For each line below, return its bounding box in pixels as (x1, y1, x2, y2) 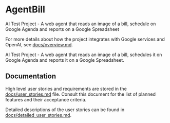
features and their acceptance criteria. (5, 96, 87, 102)
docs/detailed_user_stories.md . (5, 112, 72, 118)
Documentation (5, 72, 56, 81)
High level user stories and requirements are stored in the (5, 85, 127, 92)
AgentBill (5, 4, 45, 15)
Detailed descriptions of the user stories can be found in (5, 107, 125, 113)
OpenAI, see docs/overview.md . (5, 41, 73, 47)
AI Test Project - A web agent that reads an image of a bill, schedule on (5, 21, 156, 27)
